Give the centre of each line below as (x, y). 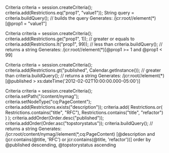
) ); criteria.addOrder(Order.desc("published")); (55, 118)
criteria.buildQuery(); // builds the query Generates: (59, 18)
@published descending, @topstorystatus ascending (61, 145)
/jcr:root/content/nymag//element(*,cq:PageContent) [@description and (80, 134)
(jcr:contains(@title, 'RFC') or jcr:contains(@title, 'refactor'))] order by (78, 140)
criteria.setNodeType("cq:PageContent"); (48, 102)
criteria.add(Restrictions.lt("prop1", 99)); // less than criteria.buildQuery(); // (84, 44)
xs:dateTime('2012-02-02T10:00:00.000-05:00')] (89, 81)
